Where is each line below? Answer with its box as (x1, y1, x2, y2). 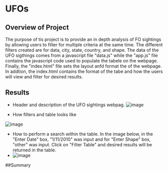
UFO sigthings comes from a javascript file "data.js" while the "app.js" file (5, 52, 158, 58)
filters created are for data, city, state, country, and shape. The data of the (5, 47, 159, 53)
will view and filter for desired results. (5, 74, 83, 79)
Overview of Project (5, 23, 69, 32)
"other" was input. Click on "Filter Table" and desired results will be (12, 141, 152, 147)
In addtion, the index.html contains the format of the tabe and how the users (5, 68, 163, 74)
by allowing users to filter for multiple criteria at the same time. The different (5, 42, 163, 48)
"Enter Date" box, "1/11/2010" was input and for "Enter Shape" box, (12, 136, 151, 142)
